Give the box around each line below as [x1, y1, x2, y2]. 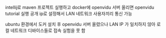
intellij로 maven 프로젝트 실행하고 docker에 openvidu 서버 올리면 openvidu [5, 4, 154, 10]
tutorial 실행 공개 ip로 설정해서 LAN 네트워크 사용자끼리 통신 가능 [5, 10, 132, 16]
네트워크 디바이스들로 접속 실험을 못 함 [10, 27, 86, 33]
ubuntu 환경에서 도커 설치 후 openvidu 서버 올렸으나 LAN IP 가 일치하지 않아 [5, 21, 155, 27]
